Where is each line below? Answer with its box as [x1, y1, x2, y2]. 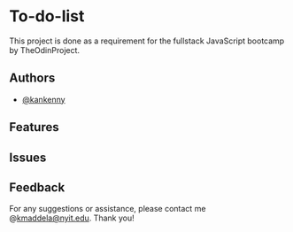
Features [9, 120, 59, 135]
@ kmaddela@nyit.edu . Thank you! [9, 213, 135, 223]
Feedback [9, 180, 66, 195]
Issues [9, 150, 47, 165]
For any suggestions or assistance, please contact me [9, 204, 206, 214]
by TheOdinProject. [9, 44, 81, 55]
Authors [9, 71, 56, 86]
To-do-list [9, 6, 85, 27]
